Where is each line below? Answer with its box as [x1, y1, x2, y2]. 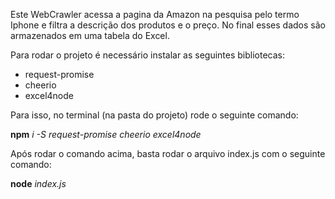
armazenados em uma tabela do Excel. [10, 30, 170, 41]
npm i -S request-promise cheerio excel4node [10, 129, 202, 140]
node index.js [10, 178, 67, 189]
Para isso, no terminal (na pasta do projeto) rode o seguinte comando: [10, 109, 299, 121]
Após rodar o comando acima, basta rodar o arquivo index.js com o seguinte [10, 148, 326, 159]
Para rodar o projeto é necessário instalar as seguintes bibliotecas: [10, 49, 286, 61]
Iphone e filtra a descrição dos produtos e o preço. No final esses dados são [10, 19, 326, 31]
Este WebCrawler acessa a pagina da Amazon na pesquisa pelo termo [10, 9, 300, 20]
